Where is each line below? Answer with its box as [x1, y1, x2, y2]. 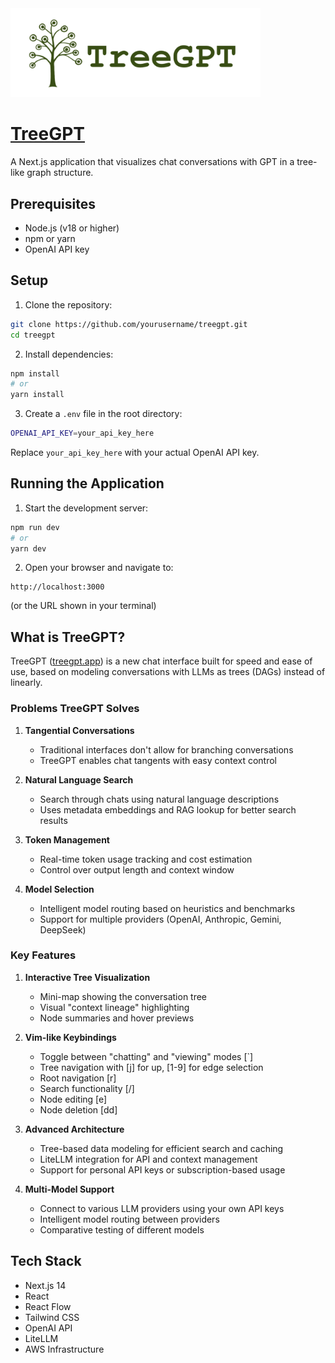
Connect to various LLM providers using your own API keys [39, 1202, 285, 1214]
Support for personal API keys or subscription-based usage [39, 1163, 286, 1176]
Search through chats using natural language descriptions [39, 793, 280, 805]
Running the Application [10, 475, 165, 492]
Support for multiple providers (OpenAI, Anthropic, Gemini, [39, 913, 282, 925]
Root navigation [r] [39, 1072, 117, 1084]
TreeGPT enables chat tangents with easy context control [39, 754, 277, 766]
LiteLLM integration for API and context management [39, 1153, 258, 1165]
